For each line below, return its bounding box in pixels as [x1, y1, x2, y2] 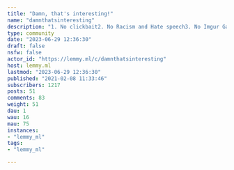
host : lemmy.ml [7, 62, 52, 69]
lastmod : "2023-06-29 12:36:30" [7, 68, 101, 75]
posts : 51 [7, 88, 36, 95]
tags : [7, 140, 23, 147]
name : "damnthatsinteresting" [7, 17, 95, 24]
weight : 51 [7, 101, 39, 108]
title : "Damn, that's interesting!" [7, 10, 114, 17]
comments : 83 [7, 95, 45, 102]
